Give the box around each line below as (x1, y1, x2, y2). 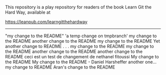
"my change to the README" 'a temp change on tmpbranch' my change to (5, 33, 157, 39)
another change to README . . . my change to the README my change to (5, 44, 154, 49)
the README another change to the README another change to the (5, 49, 143, 54)
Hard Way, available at (5, 9, 51, 15)
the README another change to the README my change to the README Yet (5, 38, 160, 44)
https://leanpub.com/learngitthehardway (5, 19, 88, 25)
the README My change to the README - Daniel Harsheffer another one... (5, 59, 157, 65)
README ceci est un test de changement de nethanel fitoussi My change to (5, 54, 159, 59)
